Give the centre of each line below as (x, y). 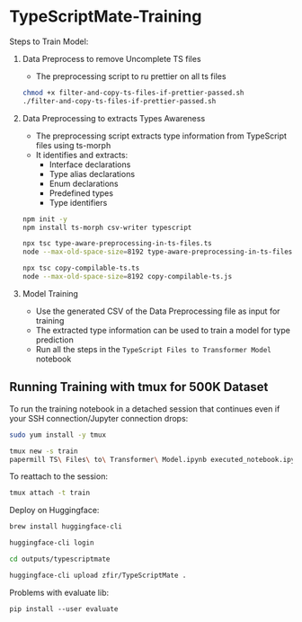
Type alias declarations (92, 173)
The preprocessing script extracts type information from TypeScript (161, 136)
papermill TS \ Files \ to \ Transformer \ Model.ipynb (108, 459)
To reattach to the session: (58, 476)
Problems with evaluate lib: (59, 592)
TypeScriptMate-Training (106, 17)
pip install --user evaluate (64, 609)
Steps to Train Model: (49, 41)
